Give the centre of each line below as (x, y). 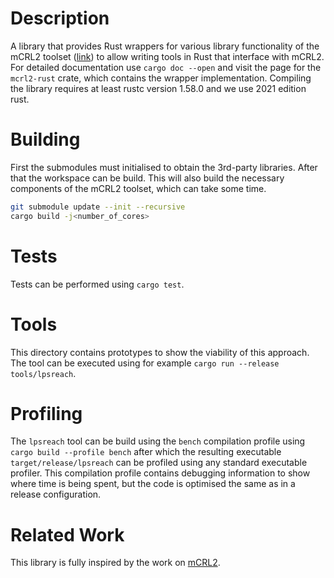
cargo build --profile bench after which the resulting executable (146, 452)
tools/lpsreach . (43, 373)
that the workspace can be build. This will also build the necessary (147, 178)
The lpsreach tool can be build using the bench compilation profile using (158, 441)
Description (60, 18)
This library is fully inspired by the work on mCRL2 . (115, 563)
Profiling (46, 413)
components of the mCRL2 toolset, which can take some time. (138, 188)
